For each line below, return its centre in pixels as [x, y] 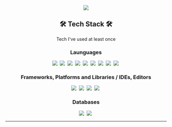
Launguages [86, 52]
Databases [86, 102]
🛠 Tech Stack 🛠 [86, 24]
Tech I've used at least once [86, 39]
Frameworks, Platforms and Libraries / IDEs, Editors [86, 78]
